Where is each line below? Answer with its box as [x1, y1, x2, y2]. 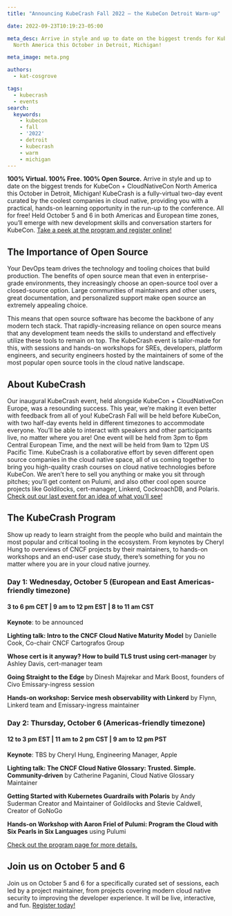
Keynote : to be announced [7, 618, 84, 626]
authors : [7, 66, 32, 73]
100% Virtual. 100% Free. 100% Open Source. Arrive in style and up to [7, 175, 212, 183]
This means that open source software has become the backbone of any [7, 315, 214, 323]
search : [7, 104, 30, 111]
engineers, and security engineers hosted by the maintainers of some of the [7, 351, 224, 360]
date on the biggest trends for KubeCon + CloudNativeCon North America [7, 182, 217, 191]
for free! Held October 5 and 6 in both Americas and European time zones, [7, 211, 219, 220]
